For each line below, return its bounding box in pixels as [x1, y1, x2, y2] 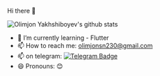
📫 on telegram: [17, 52, 63, 60]
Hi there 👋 [7, 7, 36, 15]
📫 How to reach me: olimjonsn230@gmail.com [17, 42, 153, 50]
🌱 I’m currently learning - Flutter [17, 33, 109, 42]
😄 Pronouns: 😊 [17, 62, 63, 70]
